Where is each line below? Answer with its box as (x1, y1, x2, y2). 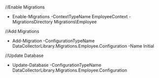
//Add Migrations (5, 28, 39, 34)
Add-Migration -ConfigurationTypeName (12, 38, 95, 44)
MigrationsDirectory (12, 19, 53, 25)
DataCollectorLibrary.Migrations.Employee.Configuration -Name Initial (12, 43, 154, 49)
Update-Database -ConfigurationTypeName (12, 62, 101, 68)
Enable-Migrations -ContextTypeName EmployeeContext (12, 14, 128, 19)
